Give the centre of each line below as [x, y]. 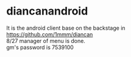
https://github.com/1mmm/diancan [50, 34]
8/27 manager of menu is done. [46, 41]
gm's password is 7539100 [40, 47]
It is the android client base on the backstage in [66, 28]
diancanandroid [47, 11]
